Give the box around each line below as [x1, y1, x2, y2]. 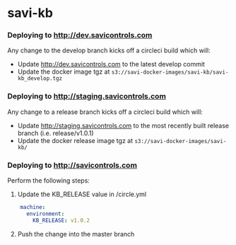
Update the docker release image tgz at [17, 136, 134, 144]
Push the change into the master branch [17, 229, 135, 238]
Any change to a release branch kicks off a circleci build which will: [7, 108, 203, 116]
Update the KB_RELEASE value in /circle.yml [17, 190, 147, 199]
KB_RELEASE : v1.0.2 [33, 217, 90, 224]
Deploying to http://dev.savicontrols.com [7, 30, 153, 40]
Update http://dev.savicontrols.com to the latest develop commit [17, 60, 205, 69]
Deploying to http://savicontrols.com [7, 160, 138, 170]
